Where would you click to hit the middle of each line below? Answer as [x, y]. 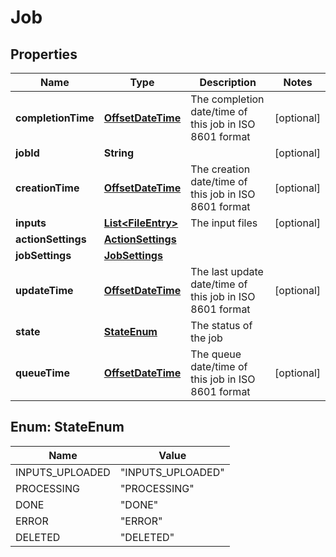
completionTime [55, 118]
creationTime [47, 188]
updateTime [44, 290]
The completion [227, 99]
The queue [216, 354]
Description [228, 82]
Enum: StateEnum [67, 427]
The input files [224, 223]
